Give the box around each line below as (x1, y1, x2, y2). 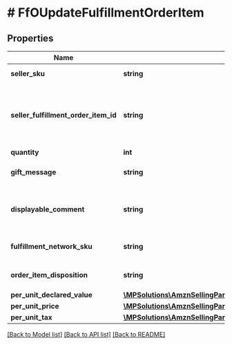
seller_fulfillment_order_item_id (10, 111, 117, 120)
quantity (10, 147, 39, 157)
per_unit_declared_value (10, 290, 93, 299)
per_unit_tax (10, 313, 52, 322)
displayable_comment (10, 205, 85, 214)
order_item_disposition (10, 270, 88, 279)
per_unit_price (10, 301, 59, 310)
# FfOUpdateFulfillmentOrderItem (7, 5, 205, 21)
